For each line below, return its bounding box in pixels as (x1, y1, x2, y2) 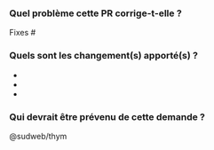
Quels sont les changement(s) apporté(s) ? (9, 50, 198, 62)
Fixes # (9, 28, 36, 38)
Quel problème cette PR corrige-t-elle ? (9, 7, 182, 20)
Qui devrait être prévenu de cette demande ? (9, 110, 206, 122)
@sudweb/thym (9, 130, 67, 141)
